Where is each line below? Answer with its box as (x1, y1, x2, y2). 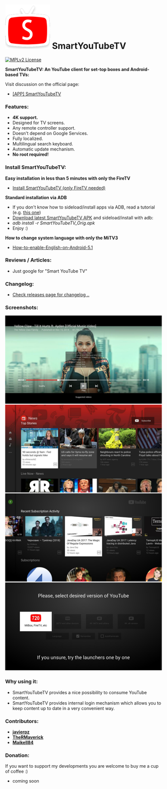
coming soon (12, 778, 40, 784)
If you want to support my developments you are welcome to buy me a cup (5, 763, 159, 769)
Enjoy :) (12, 225, 28, 231)
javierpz (12, 729, 30, 735)
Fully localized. (12, 136, 43, 142)
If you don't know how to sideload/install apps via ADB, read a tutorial (12, 204, 155, 210)
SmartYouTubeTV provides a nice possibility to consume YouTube (12, 689, 147, 695)
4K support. (12, 115, 38, 121)
